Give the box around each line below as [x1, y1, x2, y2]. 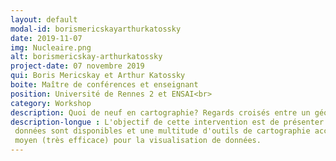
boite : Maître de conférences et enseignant [10, 80, 199, 90]
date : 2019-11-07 [10, 33, 83, 43]
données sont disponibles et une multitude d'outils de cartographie [14, 126, 311, 136]
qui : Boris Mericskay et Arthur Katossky [10, 71, 186, 81]
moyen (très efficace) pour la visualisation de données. [14, 136, 262, 146]
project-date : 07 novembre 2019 [10, 61, 145, 71]
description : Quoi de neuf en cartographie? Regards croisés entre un [10, 107, 311, 118]
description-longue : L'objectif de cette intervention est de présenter [10, 117, 325, 127]
